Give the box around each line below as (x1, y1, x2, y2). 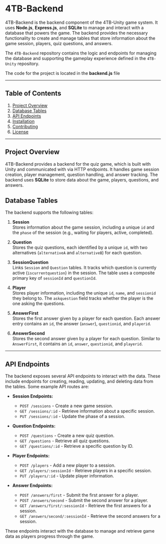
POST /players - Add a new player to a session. (19, 462, 116, 469)
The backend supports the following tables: (5, 209, 94, 216)
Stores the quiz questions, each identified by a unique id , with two (12, 244, 148, 250)
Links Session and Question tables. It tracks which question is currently (12, 265, 157, 271)
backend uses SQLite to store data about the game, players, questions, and (5, 177, 159, 182)
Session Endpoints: (12, 393, 53, 399)
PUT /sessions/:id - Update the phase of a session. (19, 414, 125, 420)
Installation (12, 118, 35, 124)
